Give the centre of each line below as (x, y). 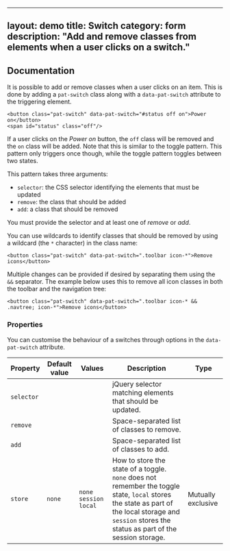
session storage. (139, 537)
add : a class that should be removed (67, 209)
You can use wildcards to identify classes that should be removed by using (113, 236)
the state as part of (142, 503)
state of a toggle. (139, 469)
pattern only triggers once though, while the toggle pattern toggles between (114, 154)
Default (59, 364)
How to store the (139, 460)
